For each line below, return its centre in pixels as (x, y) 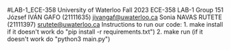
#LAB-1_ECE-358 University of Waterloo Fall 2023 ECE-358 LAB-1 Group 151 (115, 10)
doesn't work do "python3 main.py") (59, 39)
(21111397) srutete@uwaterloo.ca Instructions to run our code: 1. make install (115, 24)
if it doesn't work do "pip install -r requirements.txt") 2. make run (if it (105, 32)
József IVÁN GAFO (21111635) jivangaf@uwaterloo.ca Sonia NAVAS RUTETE (115, 17)
